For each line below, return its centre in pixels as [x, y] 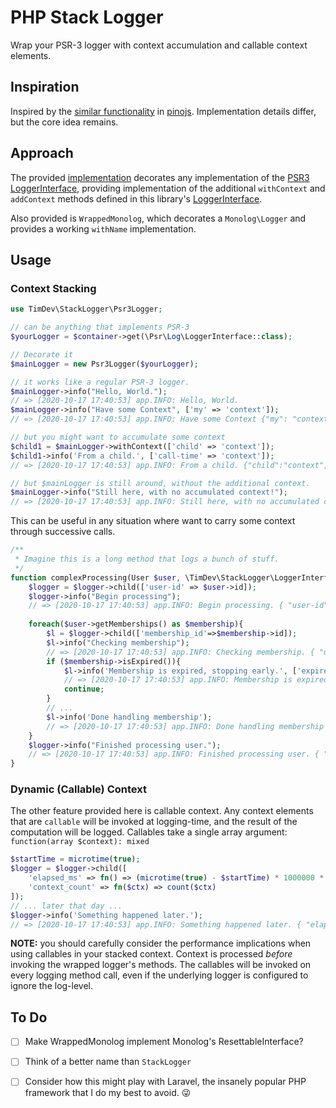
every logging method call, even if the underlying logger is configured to [159, 975]
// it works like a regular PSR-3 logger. [100, 382]
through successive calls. [63, 532]
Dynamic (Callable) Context [78, 789]
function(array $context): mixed [80, 842]
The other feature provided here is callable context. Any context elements [162, 811]
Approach [42, 153]
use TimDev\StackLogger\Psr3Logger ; [86, 309]
